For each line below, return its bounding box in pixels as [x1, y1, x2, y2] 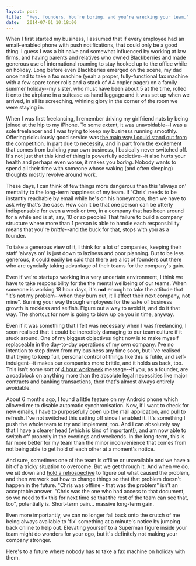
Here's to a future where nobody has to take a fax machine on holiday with [6, 548, 185, 555]
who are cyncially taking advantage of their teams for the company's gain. [6, 262, 185, 269]
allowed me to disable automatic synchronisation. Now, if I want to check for [6, 402, 190, 409]
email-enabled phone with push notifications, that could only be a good [6, 42, 178, 49]
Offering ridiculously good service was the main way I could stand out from [6, 134, 187, 141]
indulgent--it [6, 359, 37, 366]
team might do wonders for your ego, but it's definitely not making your [6, 530, 178, 537]
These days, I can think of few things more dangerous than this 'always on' [6, 183, 187, 190]
